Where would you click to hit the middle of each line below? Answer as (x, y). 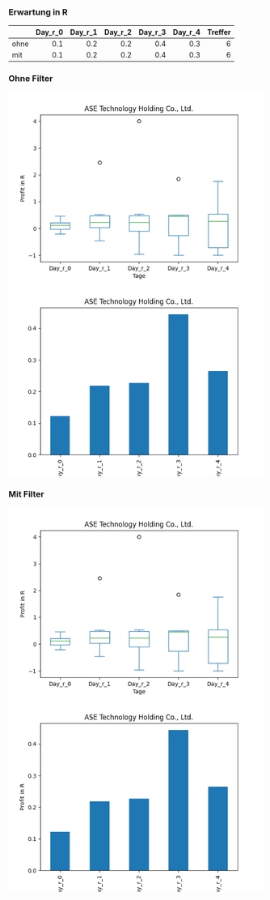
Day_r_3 (152, 32)
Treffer (219, 32)
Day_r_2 (118, 32)
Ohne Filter (31, 78)
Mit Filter (26, 494)
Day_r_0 (49, 32)
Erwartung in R (38, 12)
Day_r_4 (186, 32)
